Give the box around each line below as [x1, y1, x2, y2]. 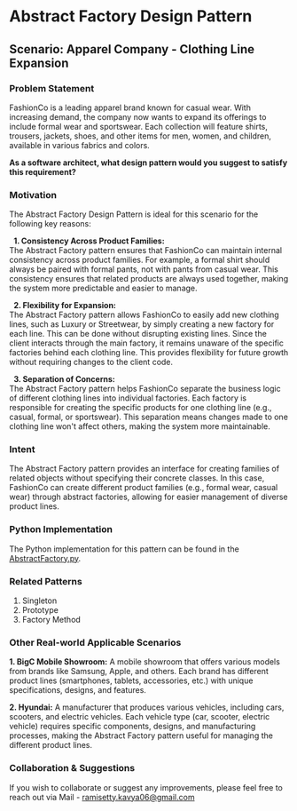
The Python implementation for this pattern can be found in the [9, 544, 239, 554]
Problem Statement [9, 82, 95, 94]
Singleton [21, 595, 58, 606]
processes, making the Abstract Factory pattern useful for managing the [9, 730, 273, 741]
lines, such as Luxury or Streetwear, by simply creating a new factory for [9, 319, 275, 330]
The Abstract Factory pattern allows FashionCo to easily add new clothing [9, 309, 279, 321]
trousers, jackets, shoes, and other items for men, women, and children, [9, 131, 272, 141]
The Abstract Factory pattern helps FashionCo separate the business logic [9, 384, 281, 394]
